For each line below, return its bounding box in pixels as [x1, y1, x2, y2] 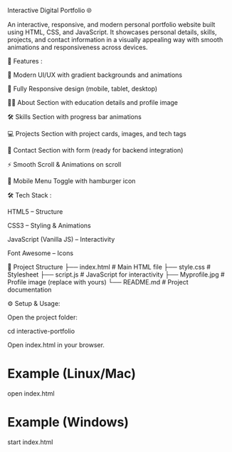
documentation [7, 285, 52, 294]
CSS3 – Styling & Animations [7, 221, 91, 230]
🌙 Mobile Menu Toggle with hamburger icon [7, 177, 136, 185]
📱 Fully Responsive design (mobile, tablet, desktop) [7, 85, 158, 93]
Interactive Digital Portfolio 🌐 [7, 6, 93, 14]
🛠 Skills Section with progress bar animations [7, 113, 142, 120]
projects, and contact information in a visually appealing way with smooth [7, 36, 223, 43]
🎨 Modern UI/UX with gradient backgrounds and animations [7, 71, 183, 79]
